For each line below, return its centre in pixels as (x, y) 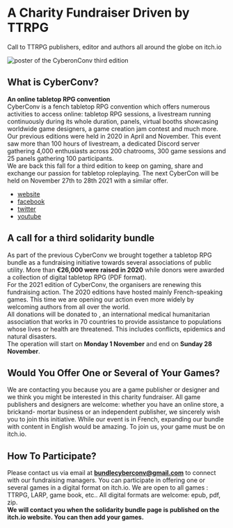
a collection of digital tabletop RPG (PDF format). (77, 277)
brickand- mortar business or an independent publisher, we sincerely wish (114, 412)
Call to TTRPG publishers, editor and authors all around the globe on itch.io (114, 47)
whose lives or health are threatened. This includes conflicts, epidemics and (116, 329)
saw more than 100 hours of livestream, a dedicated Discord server (104, 143)
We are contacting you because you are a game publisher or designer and (113, 390)
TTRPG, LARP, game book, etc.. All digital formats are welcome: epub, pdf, (114, 495)
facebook (31, 201)
